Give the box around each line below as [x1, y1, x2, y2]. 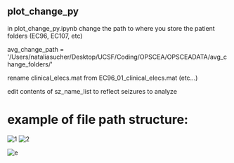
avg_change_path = [7, 45, 65, 53]
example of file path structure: [7, 112, 188, 127]
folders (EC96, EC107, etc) [7, 31, 83, 40]
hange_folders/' [7, 59, 53, 69]
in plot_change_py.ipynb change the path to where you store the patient [7, 24, 216, 32]
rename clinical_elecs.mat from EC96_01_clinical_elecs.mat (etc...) [7, 73, 198, 82]
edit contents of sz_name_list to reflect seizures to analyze [7, 87, 178, 95]
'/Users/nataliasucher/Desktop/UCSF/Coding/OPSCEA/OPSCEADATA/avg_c [7, 52, 227, 61]
